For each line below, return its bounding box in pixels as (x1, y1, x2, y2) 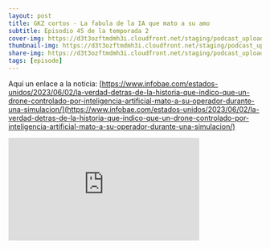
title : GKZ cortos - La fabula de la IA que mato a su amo (8, 19, 211, 27)
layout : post (8, 11, 52, 20)
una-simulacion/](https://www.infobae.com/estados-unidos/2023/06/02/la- (8, 104, 260, 114)
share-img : (8, 49, 45, 57)
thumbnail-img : (8, 42, 59, 50)
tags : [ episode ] (8, 57, 63, 65)
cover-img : (8, 34, 45, 43)
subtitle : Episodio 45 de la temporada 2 (8, 27, 149, 35)
